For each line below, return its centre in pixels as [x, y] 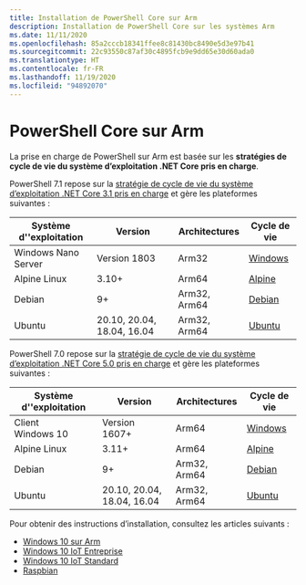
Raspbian [40, 570]
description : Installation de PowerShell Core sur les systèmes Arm [142, 26]
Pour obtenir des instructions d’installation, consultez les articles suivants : [149, 523]
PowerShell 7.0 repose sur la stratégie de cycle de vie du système [133, 353]
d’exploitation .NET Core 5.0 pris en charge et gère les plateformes [135, 363]
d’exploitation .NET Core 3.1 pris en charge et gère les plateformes [133, 193]
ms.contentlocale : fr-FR [56, 69]
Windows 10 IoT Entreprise [72, 551]
